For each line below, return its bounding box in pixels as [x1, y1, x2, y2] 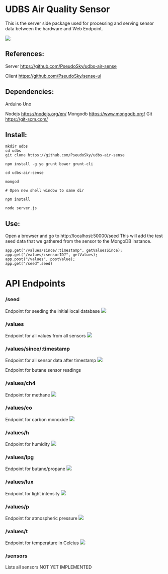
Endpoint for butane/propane [5, 466, 65, 472]
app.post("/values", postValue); [5, 257, 75, 262]
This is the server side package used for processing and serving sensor [5, 20, 154, 26]
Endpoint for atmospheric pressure [5, 515, 78, 522]
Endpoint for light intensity [5, 490, 60, 496]
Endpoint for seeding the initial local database [5, 308, 100, 314]
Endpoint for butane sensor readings [5, 367, 81, 373]
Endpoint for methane [5, 392, 50, 398]
